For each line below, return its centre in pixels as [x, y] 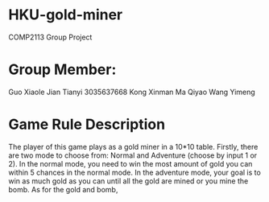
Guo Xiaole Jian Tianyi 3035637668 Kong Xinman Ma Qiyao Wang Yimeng [132, 92]
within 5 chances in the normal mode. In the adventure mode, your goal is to [135, 172]
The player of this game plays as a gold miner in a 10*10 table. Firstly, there [133, 146]
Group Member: [62, 70]
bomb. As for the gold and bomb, [63, 189]
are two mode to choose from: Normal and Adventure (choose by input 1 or [133, 155]
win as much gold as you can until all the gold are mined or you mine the [128, 181]
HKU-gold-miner [66, 15]
